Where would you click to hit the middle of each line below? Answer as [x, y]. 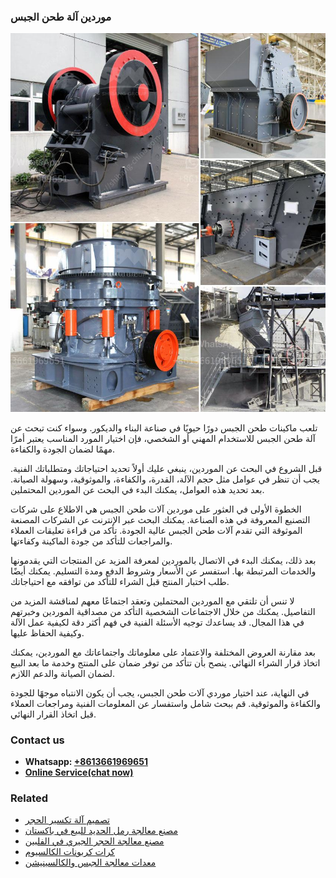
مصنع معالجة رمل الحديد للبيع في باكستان [101, 831]
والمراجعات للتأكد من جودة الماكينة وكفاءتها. [91, 541]
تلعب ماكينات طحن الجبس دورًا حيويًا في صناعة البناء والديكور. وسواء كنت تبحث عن [164, 427]
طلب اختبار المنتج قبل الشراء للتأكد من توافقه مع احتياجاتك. [120, 581]
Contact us [37, 740]
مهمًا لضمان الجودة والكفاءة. [63, 449]
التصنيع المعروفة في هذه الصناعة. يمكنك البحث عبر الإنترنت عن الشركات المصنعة [160, 519]
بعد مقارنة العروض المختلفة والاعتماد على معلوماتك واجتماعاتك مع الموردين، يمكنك [163, 652]
